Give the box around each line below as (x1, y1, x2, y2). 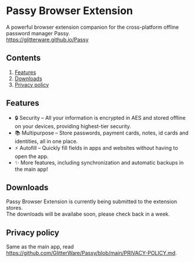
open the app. (14, 153, 49, 160)
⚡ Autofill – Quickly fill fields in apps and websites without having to (14, 144, 178, 151)
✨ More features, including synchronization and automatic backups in (14, 159, 184, 166)
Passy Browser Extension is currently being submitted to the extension (6, 198, 178, 205)
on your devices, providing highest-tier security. (14, 122, 131, 130)
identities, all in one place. (14, 137, 78, 145)
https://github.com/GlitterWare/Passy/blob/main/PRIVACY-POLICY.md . (6, 250, 178, 257)
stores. (6, 204, 23, 211)
